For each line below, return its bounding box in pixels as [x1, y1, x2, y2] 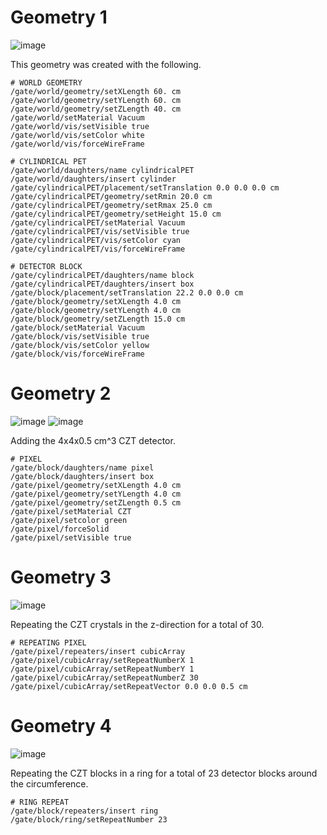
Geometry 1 [10, 6, 108, 29]
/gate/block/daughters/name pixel [10, 462, 155, 473]
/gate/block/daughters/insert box [10, 471, 155, 481]
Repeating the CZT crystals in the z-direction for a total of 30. [10, 618, 265, 630]
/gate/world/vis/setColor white [10, 130, 145, 140]
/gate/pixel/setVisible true [10, 532, 132, 543]
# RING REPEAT [10, 797, 70, 807]
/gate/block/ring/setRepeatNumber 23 [10, 814, 168, 825]
